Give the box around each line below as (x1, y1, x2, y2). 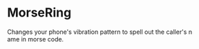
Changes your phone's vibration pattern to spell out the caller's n (7, 28, 192, 36)
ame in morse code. (7, 35, 64, 43)
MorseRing (7, 5, 72, 21)
